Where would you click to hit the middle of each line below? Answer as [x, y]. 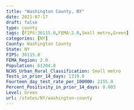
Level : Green [22, 93]
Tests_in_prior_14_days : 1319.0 [45, 76]
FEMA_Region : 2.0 [27, 60]
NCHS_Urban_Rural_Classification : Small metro [64, 71]
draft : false [22, 22]
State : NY [18, 49]
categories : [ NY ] [27, 38]
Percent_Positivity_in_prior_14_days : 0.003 [61, 87]
